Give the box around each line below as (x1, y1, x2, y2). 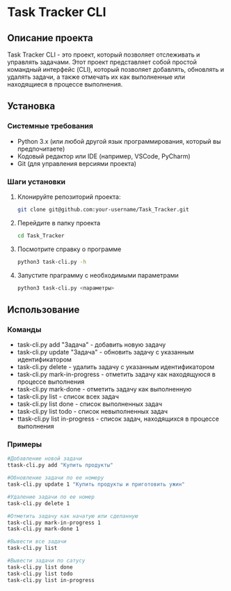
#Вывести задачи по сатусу (7, 558, 86, 564)
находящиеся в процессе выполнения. (7, 80, 123, 88)
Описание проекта (7, 32, 93, 44)
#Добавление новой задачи (7, 455, 82, 463)
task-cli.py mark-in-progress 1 (7, 519, 101, 526)
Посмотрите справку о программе (17, 245, 122, 253)
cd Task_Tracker (17, 232, 65, 239)
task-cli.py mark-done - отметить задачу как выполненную (17, 385, 192, 394)
